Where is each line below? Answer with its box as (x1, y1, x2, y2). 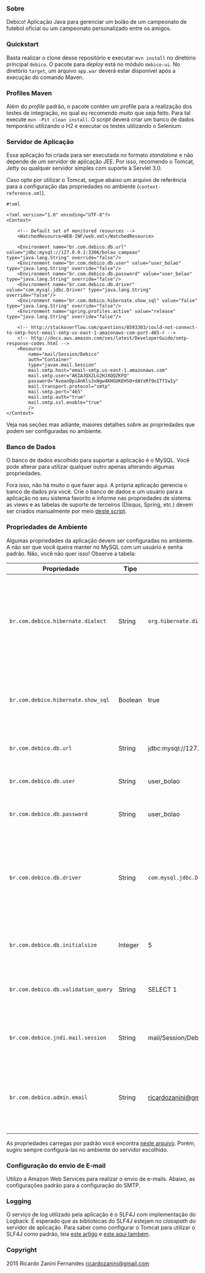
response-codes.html (6, 341, 59, 347)
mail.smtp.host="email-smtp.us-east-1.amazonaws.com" (28, 368, 168, 374)
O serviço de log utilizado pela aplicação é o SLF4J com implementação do (6, 1211, 196, 1218)
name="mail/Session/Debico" (28, 351, 99, 358)
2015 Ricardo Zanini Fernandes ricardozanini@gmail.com (6, 1260, 149, 1267)
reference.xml (6, 191, 43, 197)
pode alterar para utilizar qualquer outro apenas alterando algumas (6, 463, 175, 470)
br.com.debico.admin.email (9, 1094, 88, 1101)
